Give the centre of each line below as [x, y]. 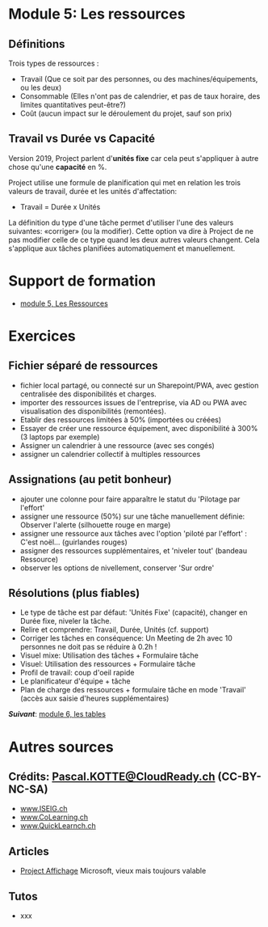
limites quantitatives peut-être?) [73, 105]
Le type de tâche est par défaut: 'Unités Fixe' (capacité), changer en [134, 612]
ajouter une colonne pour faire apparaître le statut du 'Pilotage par [130, 499]
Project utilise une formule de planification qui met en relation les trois [124, 182]
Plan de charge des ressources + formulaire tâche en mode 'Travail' [133, 690]
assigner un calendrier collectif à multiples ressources [110, 454]
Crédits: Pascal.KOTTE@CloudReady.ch [112, 776]
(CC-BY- [240, 776]
